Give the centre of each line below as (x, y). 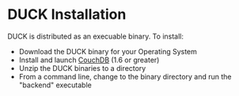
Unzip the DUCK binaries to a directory (82, 68)
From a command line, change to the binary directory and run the (125, 76)
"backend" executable (55, 85)
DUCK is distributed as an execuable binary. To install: (95, 36)
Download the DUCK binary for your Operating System (108, 51)
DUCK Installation (67, 15)
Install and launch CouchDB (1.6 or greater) (89, 60)
